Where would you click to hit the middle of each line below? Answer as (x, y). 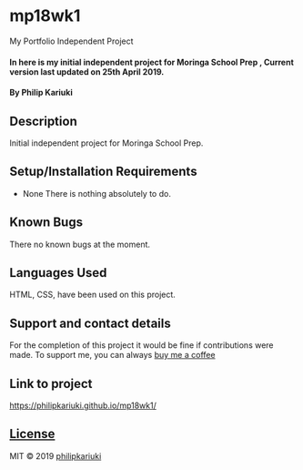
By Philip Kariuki (41, 93)
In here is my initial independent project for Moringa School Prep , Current (151, 62)
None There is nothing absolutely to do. (96, 193)
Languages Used (58, 273)
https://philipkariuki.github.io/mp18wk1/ (83, 405)
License (32, 434)
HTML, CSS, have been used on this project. (92, 295)
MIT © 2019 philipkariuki (56, 455)
